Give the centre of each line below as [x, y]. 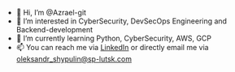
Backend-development [54, 30]
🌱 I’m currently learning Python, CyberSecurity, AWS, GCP [114, 38]
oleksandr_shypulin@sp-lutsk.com [74, 59]
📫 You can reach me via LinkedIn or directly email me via [112, 47]
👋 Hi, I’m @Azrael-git [51, 13]
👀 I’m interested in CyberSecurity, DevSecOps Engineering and [122, 21]
